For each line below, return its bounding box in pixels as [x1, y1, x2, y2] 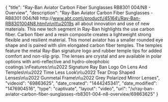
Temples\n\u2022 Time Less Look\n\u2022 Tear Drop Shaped [5, 69, 135, 75]
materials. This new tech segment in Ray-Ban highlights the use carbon [5, 26, 155, 32]
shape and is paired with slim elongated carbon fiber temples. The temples [5, 42, 162, 48]
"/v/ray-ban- [128, 86, 154, 91]
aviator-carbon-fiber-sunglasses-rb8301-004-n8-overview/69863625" [5, 91, 155, 97]
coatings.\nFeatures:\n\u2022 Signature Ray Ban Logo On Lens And [5, 64, 148, 70]
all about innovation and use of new [74, 20, 150, 27]
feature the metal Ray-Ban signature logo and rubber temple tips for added [5, 48, 162, 54]
